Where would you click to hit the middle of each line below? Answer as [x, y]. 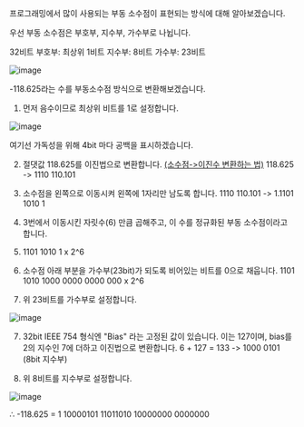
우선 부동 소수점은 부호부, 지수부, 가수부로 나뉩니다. [100, 33]
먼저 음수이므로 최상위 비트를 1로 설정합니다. [100, 108]
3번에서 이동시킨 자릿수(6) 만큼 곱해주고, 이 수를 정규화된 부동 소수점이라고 [155, 222]
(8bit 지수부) [45, 359]
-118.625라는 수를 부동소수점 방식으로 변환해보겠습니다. [108, 89]
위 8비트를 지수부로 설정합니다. [77, 378]
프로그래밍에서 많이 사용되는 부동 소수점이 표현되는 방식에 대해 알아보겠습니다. [147, 13]
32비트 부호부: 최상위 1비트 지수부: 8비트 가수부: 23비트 [108, 52]
